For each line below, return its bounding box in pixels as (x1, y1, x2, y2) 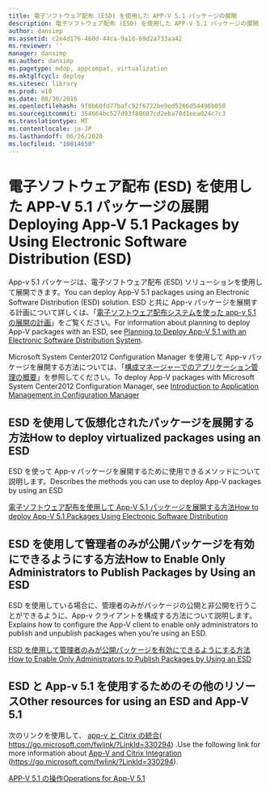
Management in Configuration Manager (8, 390, 140, 400)
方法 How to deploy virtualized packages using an (8, 431, 261, 444)
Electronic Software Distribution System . (8, 335, 143, 345)
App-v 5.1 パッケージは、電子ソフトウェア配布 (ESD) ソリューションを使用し (8, 277, 263, 287)
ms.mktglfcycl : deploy (8, 72, 85, 80)
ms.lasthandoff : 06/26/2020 (8, 132, 103, 140)
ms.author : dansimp (8, 57, 74, 66)
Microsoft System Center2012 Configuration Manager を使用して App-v (8, 352, 247, 362)
